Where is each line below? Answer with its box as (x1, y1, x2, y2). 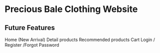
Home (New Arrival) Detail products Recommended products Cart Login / (4, 36, 156, 42)
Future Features (4, 23, 55, 32)
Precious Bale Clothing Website (4, 3, 138, 15)
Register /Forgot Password (4, 42, 59, 48)
